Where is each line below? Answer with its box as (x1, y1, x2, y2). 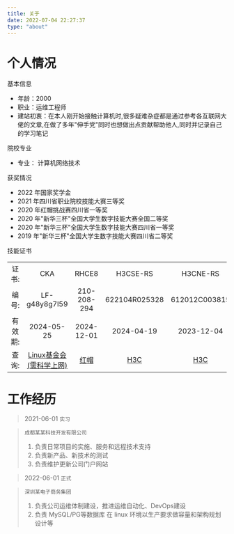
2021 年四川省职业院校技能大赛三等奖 (17, 197, 125, 205)
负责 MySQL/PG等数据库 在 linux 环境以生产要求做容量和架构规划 (34, 510, 221, 519)
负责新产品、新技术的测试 (34, 451, 109, 460)
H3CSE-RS (116, 269, 153, 278)
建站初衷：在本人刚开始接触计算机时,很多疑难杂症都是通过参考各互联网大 (17, 112, 227, 120)
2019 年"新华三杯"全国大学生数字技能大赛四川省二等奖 (17, 232, 173, 240)
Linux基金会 (27, 350, 67, 360)
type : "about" (7, 23, 49, 30)
